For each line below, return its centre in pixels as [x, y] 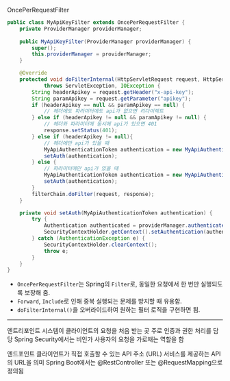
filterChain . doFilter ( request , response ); [93, 194]
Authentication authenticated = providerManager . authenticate [134, 225]
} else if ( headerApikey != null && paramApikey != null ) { [119, 118]
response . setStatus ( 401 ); [80, 130]
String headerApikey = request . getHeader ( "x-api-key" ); [113, 92]
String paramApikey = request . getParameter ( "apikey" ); [112, 99]
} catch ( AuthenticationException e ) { [89, 238]
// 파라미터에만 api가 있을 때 [81, 169]
